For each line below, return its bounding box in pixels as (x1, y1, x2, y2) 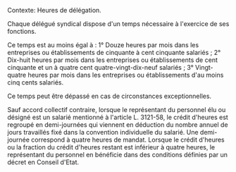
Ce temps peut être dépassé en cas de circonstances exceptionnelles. (7, 92, 212, 100)
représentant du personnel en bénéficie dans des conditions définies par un (7, 151, 228, 159)
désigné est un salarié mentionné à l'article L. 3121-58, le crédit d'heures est (7, 113, 229, 121)
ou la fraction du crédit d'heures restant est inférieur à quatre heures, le (7, 143, 216, 151)
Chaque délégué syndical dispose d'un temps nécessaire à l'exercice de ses (7, 20, 230, 27)
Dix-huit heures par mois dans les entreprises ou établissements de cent (7, 56, 218, 64)
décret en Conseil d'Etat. (7, 158, 80, 166)
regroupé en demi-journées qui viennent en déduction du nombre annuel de (7, 121, 228, 129)
